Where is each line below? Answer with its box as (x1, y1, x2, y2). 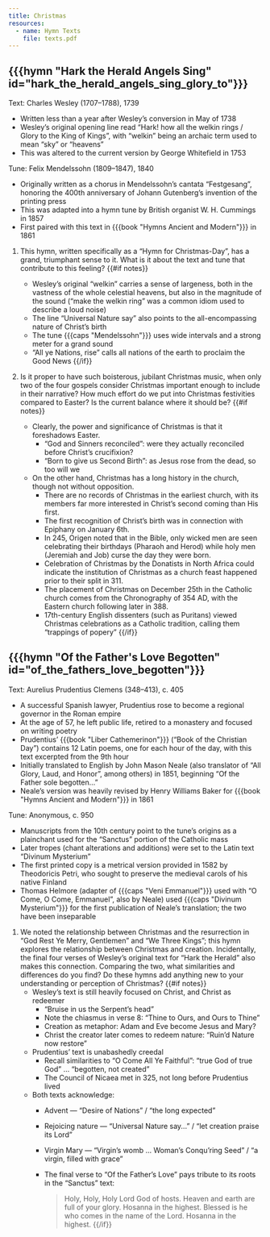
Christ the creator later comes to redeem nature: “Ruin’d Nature (44, 1030, 255, 1039)
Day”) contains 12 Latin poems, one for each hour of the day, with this (19, 743, 252, 752)
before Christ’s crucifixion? (44, 448, 134, 457)
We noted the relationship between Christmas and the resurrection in (19, 927, 250, 936)
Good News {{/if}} (31, 356, 93, 366)
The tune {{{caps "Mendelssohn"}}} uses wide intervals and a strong (31, 331, 262, 340)
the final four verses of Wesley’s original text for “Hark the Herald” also (19, 952, 255, 962)
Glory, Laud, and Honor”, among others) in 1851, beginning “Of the (19, 768, 240, 778)
